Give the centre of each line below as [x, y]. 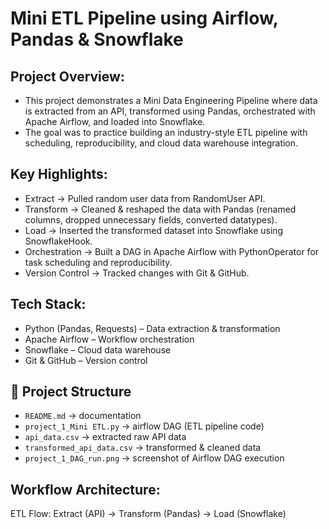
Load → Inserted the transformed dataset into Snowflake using [154, 230]
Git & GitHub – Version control [86, 360]
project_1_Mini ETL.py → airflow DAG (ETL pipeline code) [144, 426]
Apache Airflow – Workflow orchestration [109, 339]
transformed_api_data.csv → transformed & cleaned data [143, 448]
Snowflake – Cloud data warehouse [98, 349]
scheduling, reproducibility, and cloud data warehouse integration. [161, 143]
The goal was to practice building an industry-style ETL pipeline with [166, 132]
